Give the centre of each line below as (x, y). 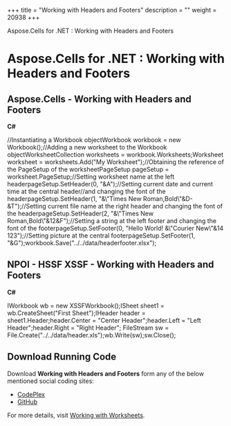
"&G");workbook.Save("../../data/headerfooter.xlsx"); (82, 243)
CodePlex (31, 394)
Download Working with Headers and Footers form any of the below (105, 373)
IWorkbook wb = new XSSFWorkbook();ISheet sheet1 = (86, 305)
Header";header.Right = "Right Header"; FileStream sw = (88, 328)
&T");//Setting (27, 206)
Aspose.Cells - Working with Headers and (99, 99)
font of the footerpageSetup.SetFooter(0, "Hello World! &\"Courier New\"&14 (115, 228)
